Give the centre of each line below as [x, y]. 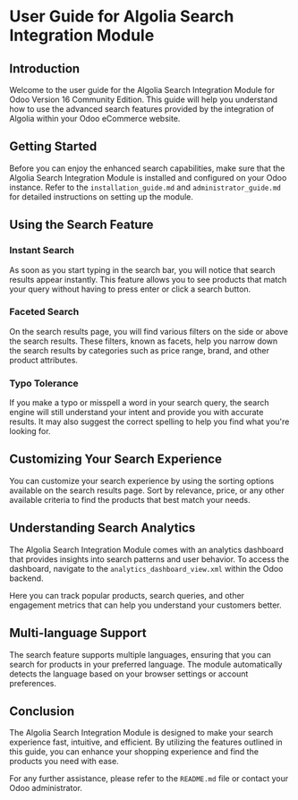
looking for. [30, 431]
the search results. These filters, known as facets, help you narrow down [144, 341]
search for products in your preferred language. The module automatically [146, 664]
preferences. [33, 683]
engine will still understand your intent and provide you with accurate [136, 413]
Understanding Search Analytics [102, 528]
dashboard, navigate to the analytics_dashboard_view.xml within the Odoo [146, 568]
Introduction [45, 68]
